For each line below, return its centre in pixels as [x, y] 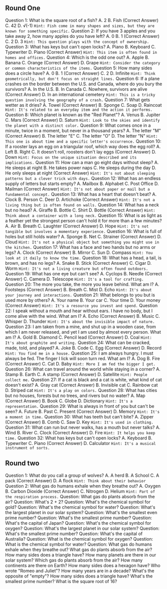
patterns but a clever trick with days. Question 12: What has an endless [83, 178]
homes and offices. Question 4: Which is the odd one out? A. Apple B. [77, 57]
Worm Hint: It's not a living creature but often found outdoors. [77, 268]
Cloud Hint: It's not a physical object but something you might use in [82, 242]
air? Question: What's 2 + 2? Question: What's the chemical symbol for [78, 502]
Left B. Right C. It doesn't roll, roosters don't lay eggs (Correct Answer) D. [81, 152]
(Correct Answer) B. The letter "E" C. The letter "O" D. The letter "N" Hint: [82, 136]
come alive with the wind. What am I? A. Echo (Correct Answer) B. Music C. [83, 316]
